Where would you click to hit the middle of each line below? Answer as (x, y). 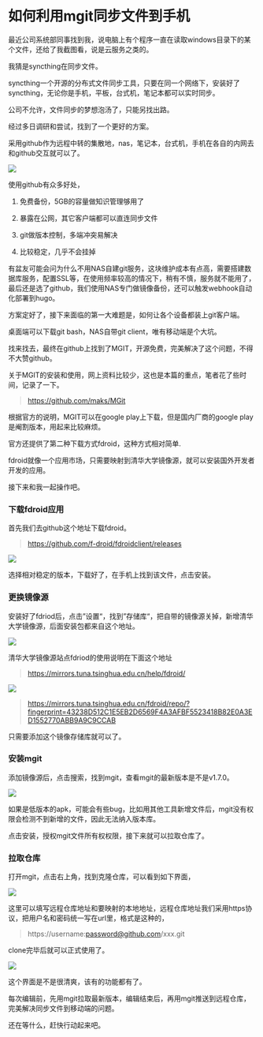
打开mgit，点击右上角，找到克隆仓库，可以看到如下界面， (102, 877)
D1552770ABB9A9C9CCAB (72, 720)
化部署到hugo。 (34, 298)
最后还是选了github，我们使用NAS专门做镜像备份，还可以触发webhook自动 (130, 288)
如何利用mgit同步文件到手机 (99, 16)
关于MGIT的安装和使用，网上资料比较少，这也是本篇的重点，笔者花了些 (124, 375)
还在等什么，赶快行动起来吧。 (56, 1025)
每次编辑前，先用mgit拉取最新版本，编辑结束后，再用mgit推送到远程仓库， (129, 998)
